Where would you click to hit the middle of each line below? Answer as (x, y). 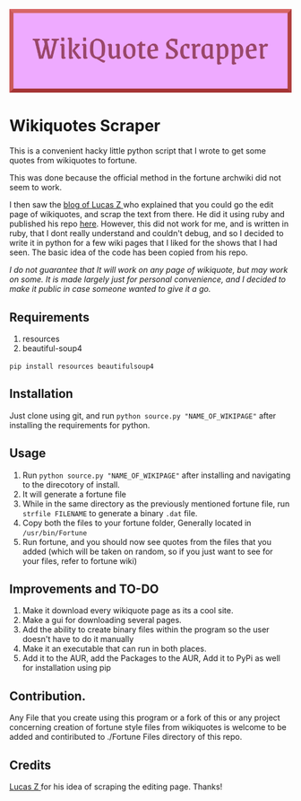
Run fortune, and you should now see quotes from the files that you (146, 541)
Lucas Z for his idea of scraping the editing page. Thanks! (116, 787)
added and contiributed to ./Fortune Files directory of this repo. (126, 737)
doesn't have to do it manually (78, 639)
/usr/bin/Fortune (55, 533)
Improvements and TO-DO (84, 589)
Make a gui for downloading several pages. (102, 621)
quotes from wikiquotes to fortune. (73, 161)
